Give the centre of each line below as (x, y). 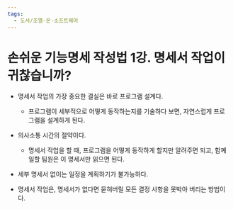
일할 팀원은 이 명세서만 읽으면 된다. (76, 159)
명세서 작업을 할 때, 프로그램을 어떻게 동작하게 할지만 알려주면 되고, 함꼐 (127, 150)
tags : (15, 14)
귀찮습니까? (40, 75)
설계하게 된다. (66, 120)
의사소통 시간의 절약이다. (52, 135)
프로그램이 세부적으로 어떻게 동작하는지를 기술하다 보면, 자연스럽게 (120, 111)
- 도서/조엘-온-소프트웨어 (46, 21)
